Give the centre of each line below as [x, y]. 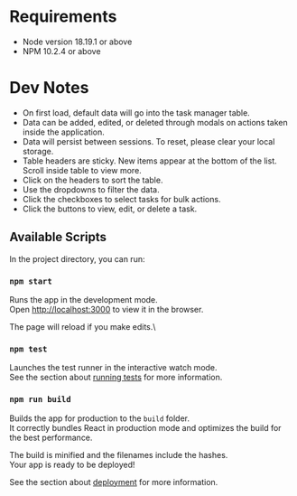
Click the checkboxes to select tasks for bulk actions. [121, 199]
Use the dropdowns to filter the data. [91, 189]
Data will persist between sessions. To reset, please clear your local [148, 141]
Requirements [63, 17]
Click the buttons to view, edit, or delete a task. [110, 209]
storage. [38, 151]
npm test [28, 349]
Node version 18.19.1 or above [77, 42]
